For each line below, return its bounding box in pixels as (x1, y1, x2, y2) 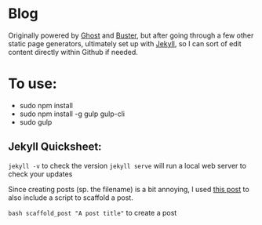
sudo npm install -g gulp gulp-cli (19, 109, 126, 118)
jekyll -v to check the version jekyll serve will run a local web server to (8, 161, 247, 170)
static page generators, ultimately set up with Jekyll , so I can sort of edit (8, 38, 242, 48)
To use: (8, 75, 57, 93)
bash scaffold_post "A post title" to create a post (8, 208, 177, 217)
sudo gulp (19, 117, 53, 126)
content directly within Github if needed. (8, 47, 139, 56)
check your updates (8, 169, 73, 179)
